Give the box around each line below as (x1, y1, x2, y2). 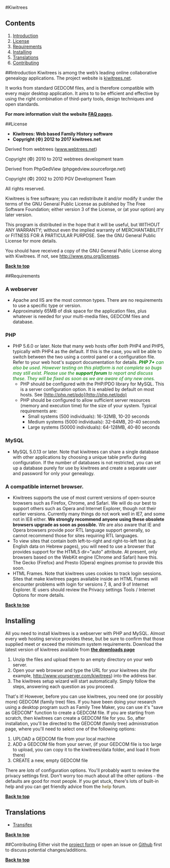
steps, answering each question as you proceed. (12, 683, 115, 690)
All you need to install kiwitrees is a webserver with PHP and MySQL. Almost (5, 630, 165, 636)
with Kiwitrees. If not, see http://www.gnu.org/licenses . (5, 253, 121, 259)
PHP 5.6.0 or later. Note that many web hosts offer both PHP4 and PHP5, (12, 343, 165, 349)
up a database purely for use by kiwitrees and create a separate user (12, 465, 157, 471)
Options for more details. (12, 592, 65, 598)
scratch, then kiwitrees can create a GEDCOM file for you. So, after (5, 715, 146, 721)
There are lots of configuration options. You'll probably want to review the (5, 767, 160, 773)
